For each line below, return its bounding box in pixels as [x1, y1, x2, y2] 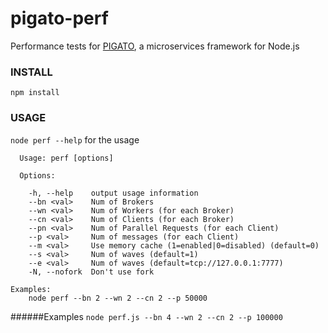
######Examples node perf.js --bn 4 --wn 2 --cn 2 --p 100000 [10, 310, 283, 322]
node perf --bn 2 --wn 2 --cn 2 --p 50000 [28, 293, 208, 303]
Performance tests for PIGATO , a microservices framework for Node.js [10, 40, 300, 52]
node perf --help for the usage [10, 133, 140, 146]
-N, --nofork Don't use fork [28, 267, 155, 277]
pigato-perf [10, 7, 109, 30]
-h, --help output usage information [28, 188, 199, 198]
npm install [10, 88, 60, 98]
